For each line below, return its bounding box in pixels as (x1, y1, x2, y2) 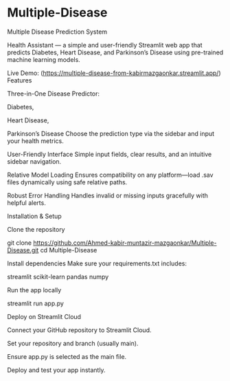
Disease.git (7, 246, 39, 254)
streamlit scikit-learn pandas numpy (7, 272, 109, 281)
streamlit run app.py (7, 299, 64, 307)
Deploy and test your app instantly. (7, 366, 106, 374)
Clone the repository (7, 225, 65, 233)
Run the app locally (7, 285, 62, 294)
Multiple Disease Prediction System (7, 28, 108, 36)
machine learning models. (7, 55, 80, 63)
